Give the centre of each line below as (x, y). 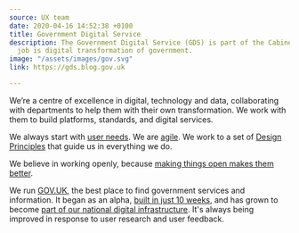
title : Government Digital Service (75, 34)
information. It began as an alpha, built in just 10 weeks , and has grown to (144, 200)
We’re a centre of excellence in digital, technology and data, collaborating (144, 100)
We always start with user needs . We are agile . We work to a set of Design (145, 137)
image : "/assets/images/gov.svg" (71, 59)
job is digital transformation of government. (105, 51)
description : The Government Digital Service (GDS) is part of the (137, 42)
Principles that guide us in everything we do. (91, 146)
